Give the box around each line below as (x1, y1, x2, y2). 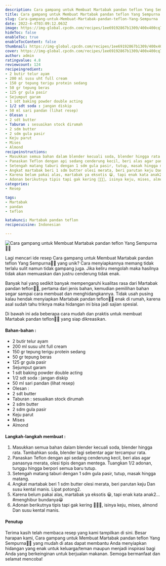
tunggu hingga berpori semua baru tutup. (12, 465, 97, 471)
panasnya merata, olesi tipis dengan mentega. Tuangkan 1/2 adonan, (12, 460, 153, 466)
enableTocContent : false (5, 39, 56, 44)
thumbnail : (5, 44, 28, 49)
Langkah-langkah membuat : (5, 433, 66, 439)
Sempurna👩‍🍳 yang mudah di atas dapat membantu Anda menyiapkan (5, 540, 147, 546)
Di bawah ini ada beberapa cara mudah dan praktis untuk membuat (5, 311, 142, 316)
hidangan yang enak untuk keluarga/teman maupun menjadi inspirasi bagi (5, 545, 156, 551)
